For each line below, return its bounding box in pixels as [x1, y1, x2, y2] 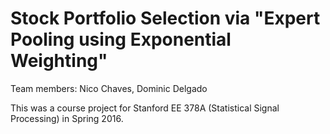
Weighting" [10, 50, 108, 72]
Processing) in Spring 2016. [10, 112, 124, 124]
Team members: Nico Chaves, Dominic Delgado [10, 82, 208, 94]
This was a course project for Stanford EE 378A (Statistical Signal [10, 102, 280, 114]
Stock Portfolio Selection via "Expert [10, 7, 321, 30]
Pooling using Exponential [10, 28, 232, 51]
